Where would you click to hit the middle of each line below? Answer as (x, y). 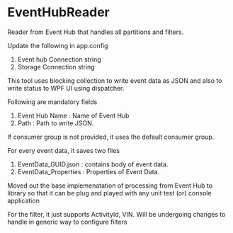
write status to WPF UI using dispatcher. (66, 88)
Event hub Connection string (59, 59)
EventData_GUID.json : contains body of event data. (93, 164)
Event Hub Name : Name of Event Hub (73, 115)
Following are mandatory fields (52, 102)
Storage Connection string (56, 67)
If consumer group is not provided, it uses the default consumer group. (111, 137)
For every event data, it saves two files (64, 150)
